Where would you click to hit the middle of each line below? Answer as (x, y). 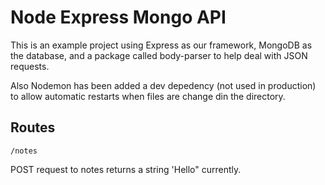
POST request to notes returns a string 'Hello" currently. (126, 169)
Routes (33, 127)
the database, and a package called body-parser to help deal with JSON (159, 55)
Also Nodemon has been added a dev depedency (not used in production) (163, 85)
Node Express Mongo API (118, 17)
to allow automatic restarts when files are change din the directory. (148, 96)
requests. (30, 66)
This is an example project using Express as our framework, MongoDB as (161, 45)
